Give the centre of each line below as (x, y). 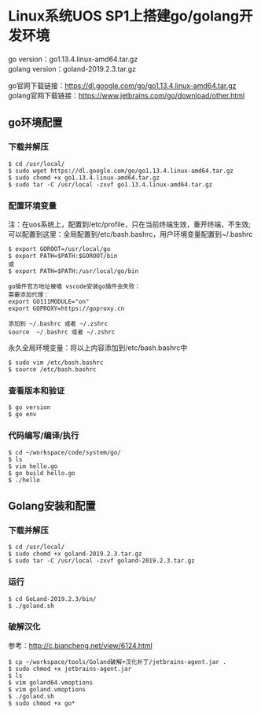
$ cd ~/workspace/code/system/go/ (65, 452)
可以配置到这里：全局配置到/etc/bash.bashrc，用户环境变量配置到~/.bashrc (130, 234)
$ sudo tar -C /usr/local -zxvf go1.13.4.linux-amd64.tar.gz (110, 184)
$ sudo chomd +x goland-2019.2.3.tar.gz (75, 554)
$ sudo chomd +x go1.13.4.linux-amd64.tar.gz (84, 178)
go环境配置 (35, 123)
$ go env (22, 415)
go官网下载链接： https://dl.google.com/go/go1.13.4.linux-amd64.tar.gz (122, 85)
